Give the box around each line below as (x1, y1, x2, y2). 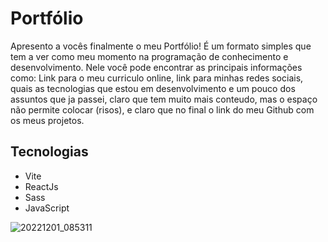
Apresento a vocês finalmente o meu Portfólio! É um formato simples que (10, 40, 312, 52)
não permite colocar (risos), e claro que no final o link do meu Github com (10, 103, 315, 116)
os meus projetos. (10, 114, 85, 126)
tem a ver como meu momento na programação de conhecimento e (10, 50, 289, 62)
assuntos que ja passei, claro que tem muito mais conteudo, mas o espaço (10, 93, 318, 105)
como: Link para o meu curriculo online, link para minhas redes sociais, (10, 72, 304, 84)
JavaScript (24, 202, 70, 214)
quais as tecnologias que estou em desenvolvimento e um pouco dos (10, 82, 296, 94)
